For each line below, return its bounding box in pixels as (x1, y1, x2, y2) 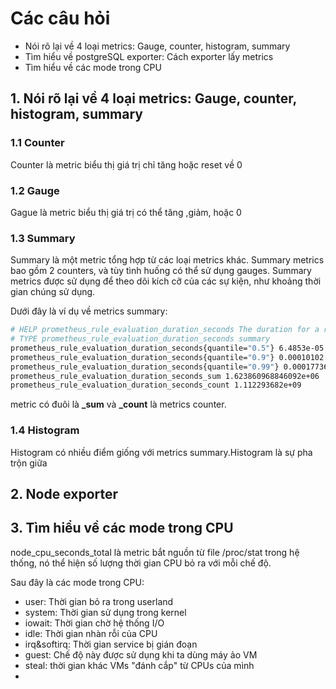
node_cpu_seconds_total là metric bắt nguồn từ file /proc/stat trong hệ (10, 546, 300, 558)
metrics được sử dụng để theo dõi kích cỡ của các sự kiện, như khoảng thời (10, 275, 322, 287)
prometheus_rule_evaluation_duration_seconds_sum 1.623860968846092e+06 (10, 371, 320, 381)
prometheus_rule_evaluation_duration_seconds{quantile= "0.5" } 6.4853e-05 (10, 343, 325, 353)
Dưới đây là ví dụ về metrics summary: (10, 305, 168, 317)
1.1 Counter (10, 136, 65, 150)
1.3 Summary (10, 231, 76, 245)
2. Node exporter (10, 486, 119, 503)
